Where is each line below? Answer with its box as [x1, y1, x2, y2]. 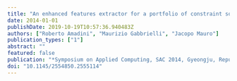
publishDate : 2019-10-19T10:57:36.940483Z [7, 23, 134, 30]
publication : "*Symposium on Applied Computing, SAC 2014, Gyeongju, [7, 56, 217, 63]
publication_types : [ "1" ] [7, 37, 83, 44]
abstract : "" [7, 43, 46, 50]
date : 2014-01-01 [7, 17, 59, 24]
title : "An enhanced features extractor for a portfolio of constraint [7, 10, 222, 18]
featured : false [7, 50, 55, 57]
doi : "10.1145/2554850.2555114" [7, 63, 102, 70]
